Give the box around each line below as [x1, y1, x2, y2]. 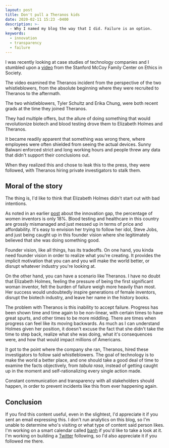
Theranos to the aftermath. [5, 90, 62, 96]
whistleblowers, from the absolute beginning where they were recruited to [5, 85, 159, 91]
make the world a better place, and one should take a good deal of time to [5, 357, 159, 363]
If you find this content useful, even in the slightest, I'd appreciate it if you [5, 411, 158, 418]
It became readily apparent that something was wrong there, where [5, 136, 145, 142]
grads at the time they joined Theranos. [5, 105, 87, 111]
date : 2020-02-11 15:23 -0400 [5, 17, 69, 22]
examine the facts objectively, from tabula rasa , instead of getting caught [5, 362, 158, 369]
